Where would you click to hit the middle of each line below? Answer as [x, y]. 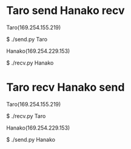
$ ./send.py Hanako [31, 139]
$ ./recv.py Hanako [30, 63]
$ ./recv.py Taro [26, 116]
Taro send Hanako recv [65, 11]
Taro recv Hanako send [65, 87]
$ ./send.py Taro [27, 39]
